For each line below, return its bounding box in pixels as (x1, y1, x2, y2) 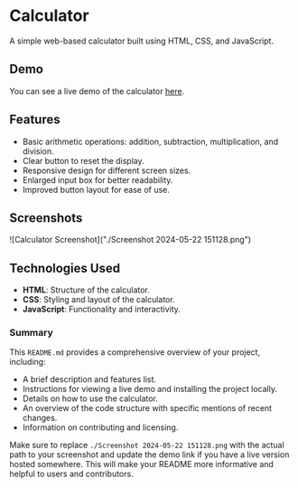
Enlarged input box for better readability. (22, 174, 173, 186)
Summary (9, 327, 54, 340)
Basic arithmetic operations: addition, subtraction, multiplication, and (22, 136, 278, 147)
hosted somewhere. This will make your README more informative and (9, 459, 274, 470)
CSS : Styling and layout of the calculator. (22, 294, 175, 305)
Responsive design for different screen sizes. (22, 165, 191, 176)
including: (9, 357, 47, 368)
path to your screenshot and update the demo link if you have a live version (9, 449, 290, 460)
